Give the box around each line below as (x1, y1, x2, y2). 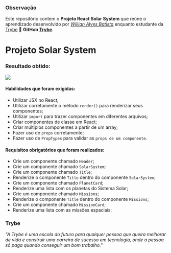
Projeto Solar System (5, 44, 96, 56)
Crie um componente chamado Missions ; (12, 191, 99, 197)
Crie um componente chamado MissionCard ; (12, 201, 106, 208)
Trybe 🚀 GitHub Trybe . (5, 27, 54, 33)
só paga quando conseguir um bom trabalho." (5, 242, 103, 248)
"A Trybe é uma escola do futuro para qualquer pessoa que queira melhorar (5, 232, 166, 238)
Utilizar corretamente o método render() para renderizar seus (12, 102, 143, 108)
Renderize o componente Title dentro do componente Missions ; (12, 196, 149, 202)
